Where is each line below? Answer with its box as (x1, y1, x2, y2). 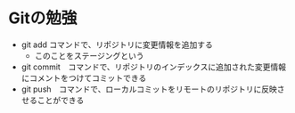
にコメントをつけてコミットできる (20, 72, 147, 83)
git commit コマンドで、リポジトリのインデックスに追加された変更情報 (20, 61, 287, 72)
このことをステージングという (34, 50, 144, 61)
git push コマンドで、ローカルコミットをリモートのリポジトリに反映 (20, 84, 277, 94)
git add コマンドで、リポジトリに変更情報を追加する (20, 39, 213, 50)
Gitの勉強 (8, 8, 78, 28)
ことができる (37, 94, 85, 105)
